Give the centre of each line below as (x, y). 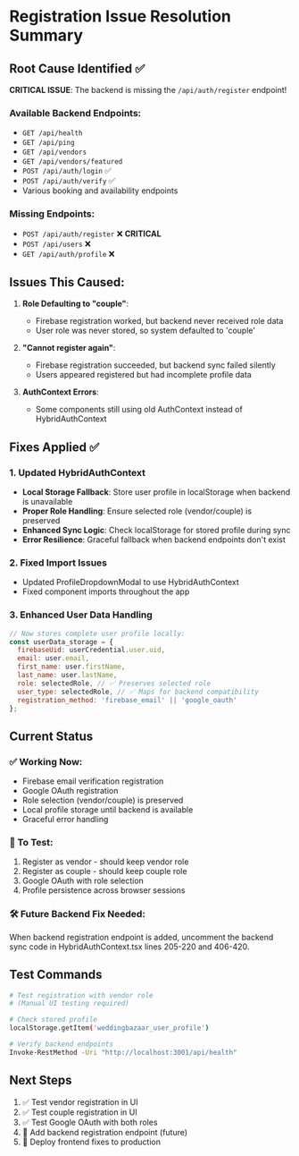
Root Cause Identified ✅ (77, 68)
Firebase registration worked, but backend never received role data (159, 321)
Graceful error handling (65, 820)
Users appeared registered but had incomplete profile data (143, 375)
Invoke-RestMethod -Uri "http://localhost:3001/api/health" (124, 1052)
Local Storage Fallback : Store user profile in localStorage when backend (156, 492)
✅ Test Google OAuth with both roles (90, 1122)
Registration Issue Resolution (120, 17)
